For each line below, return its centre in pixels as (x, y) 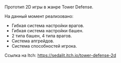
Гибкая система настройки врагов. (48, 25)
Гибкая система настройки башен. (47, 31)
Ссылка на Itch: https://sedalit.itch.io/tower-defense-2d (60, 55)
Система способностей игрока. (44, 46)
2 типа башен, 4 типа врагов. (42, 36)
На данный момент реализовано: (39, 16)
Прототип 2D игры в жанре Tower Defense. (49, 7)
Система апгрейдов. (33, 41)
